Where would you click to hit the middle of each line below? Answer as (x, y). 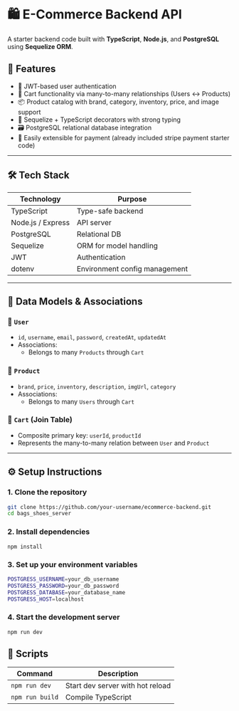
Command (35, 674)
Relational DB (99, 234)
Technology (40, 199)
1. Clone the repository (47, 493)
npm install (25, 547)
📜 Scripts (28, 654)
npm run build (35, 697)
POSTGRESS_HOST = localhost (46, 599)
